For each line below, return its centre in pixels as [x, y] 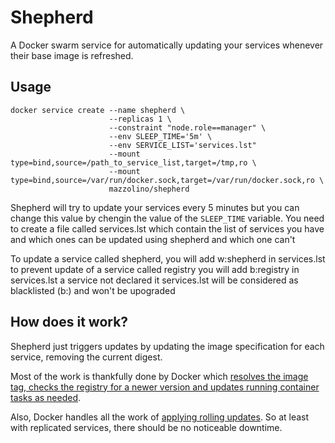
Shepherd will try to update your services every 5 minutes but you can [155, 207]
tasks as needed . [46, 397]
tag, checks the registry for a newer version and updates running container [165, 387]
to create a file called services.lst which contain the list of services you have [167, 228]
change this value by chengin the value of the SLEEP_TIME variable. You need [167, 218]
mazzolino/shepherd [149, 189]
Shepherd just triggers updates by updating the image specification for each [167, 346]
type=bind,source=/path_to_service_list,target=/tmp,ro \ [133, 162]
